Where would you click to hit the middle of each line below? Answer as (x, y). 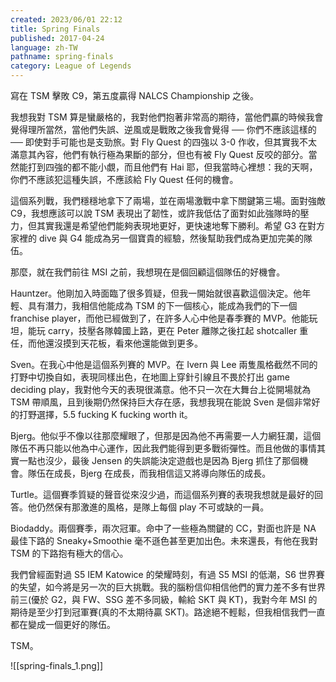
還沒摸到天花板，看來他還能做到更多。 (123, 343)
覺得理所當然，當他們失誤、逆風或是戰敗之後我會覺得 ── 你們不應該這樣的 (163, 129)
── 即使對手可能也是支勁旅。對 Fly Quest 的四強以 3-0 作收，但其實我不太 (164, 142)
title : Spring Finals (55, 29)
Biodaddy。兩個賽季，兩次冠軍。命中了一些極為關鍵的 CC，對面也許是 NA (163, 528)
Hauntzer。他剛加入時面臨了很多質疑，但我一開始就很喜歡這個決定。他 (156, 293)
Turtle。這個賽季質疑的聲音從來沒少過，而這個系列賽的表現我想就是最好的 (162, 494)
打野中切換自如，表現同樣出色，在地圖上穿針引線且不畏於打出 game (150, 377)
